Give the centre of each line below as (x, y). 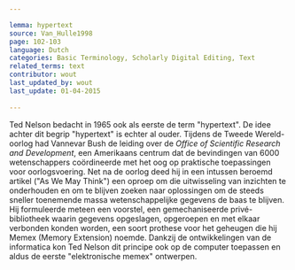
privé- (241, 209)
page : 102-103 (35, 42)
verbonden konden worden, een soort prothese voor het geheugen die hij (143, 228)
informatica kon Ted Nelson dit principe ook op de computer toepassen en (145, 247)
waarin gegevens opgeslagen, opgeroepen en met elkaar (156, 219)
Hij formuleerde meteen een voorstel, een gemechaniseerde (119, 209)
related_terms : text (47, 66)
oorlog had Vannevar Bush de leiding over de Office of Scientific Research (145, 143)
